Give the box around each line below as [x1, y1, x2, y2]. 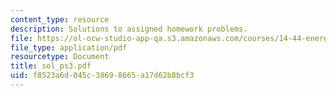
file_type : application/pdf [10, 42, 128, 53]
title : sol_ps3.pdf [10, 61, 92, 71]
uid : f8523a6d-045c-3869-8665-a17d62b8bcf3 [10, 71, 195, 81]
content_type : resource [10, 14, 110, 25]
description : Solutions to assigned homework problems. [10, 24, 248, 34]
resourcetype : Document [10, 52, 110, 62]
